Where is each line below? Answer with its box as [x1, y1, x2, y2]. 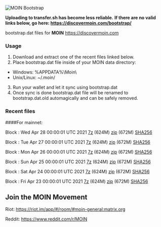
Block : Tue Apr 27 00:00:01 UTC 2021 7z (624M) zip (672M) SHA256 [5, 139, 150, 145]
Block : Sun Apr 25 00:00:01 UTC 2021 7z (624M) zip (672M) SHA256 [5, 159, 151, 165]
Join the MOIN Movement [5, 193, 88, 201]
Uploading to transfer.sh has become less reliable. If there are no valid [5, 15, 156, 20]
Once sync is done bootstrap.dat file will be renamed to [12, 90, 129, 96]
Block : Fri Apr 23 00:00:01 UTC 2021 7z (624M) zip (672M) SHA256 [5, 178, 148, 184]
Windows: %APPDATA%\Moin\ [12, 69, 77, 75]
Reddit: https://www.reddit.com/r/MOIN [5, 216, 88, 222]
